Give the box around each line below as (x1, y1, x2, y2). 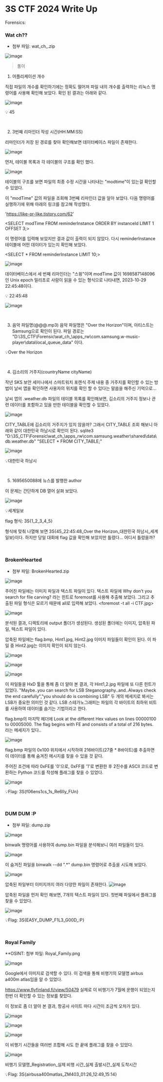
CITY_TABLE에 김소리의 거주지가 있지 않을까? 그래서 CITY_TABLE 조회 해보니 (5, 422, 153, 428)
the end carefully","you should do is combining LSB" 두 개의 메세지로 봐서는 (5, 693, 154, 699)
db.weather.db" (5, 438, 36, 444)
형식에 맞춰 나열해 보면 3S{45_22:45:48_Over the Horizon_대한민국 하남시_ (5, 528, 151, 534)
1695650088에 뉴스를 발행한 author (12, 478, 82, 484)
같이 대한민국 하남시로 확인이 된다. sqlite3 (14, 428, 94, 434)
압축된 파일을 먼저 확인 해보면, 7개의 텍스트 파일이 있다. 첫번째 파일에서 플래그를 (5, 892, 157, 897)
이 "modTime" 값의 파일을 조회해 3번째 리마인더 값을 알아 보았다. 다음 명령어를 (5, 195, 155, 201)
